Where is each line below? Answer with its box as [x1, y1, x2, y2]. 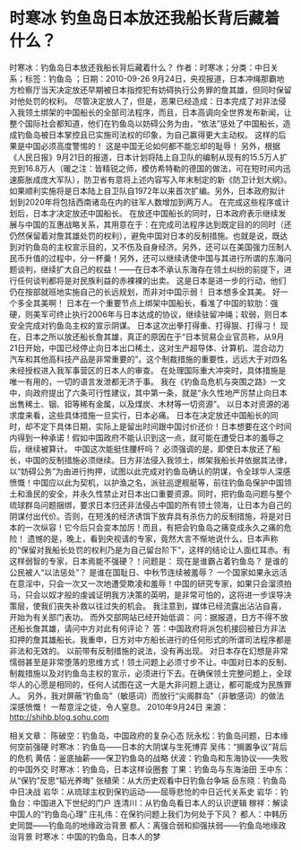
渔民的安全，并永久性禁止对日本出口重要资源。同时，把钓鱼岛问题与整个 [24, 488, 292, 499]
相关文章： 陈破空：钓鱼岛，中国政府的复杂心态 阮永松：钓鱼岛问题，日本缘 [9, 730, 288, 740]
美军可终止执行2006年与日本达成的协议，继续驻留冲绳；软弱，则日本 [32, 309, 288, 320]
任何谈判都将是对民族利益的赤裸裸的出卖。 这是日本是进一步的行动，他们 [16, 275, 287, 285]
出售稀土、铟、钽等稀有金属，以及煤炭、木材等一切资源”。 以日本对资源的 [9, 399, 282, 409]
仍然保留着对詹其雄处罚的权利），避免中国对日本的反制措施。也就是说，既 [9, 230, 280, 241]
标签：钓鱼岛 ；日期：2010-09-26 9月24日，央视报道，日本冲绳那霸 [24, 73, 277, 83]
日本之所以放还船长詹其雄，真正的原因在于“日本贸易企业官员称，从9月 [24, 331, 285, 342]
